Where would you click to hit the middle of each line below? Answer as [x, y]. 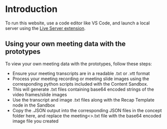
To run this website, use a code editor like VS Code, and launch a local [78, 23]
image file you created [35, 121]
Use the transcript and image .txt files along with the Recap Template [83, 100]
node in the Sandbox [34, 105]
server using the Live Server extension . [45, 28]
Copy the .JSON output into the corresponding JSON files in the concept [87, 110]
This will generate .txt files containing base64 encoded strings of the [83, 89]
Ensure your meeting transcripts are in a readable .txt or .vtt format [81, 73]
